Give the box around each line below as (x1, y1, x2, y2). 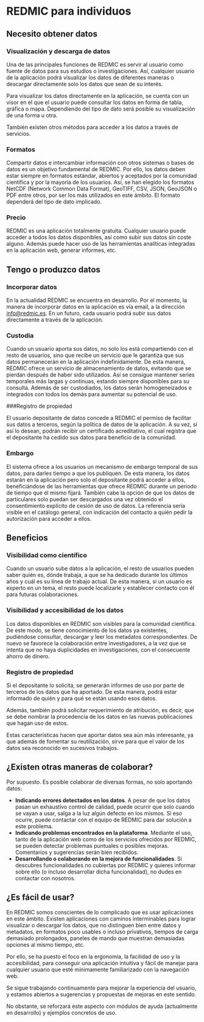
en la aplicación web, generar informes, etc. (6, 246, 117, 254)
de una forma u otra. (6, 111, 58, 119)
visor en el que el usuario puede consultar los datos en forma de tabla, (6, 98, 184, 106)
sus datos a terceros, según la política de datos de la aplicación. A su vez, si (6, 421, 198, 428)
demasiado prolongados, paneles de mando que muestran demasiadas (6, 934, 185, 942)
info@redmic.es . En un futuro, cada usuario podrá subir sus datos (6, 310, 172, 317)
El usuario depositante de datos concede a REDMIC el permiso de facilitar (6, 414, 192, 422)
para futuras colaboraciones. (6, 591, 79, 598)
